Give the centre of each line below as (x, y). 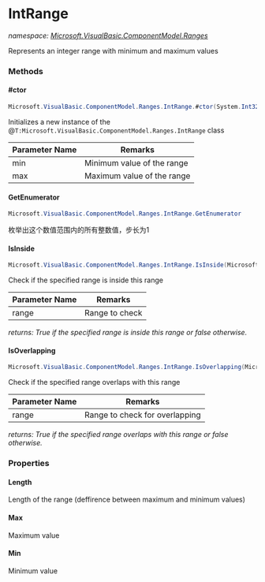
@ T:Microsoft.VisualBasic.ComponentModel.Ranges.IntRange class (116, 130)
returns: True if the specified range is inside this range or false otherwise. (128, 333)
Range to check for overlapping (142, 415)
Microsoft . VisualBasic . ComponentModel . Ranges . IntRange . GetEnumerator (125, 214)
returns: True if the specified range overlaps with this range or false (118, 435)
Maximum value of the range (137, 176)
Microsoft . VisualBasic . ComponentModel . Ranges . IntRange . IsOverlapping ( (127, 367)
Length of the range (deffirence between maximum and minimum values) (127, 500)
